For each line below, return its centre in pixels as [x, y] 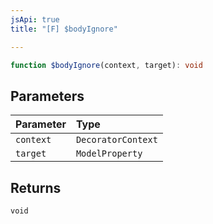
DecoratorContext [116, 140]
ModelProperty [109, 154]
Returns [36, 187]
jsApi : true [35, 19]
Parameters [47, 96]
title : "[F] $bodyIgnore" [64, 29]
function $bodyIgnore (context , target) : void [106, 65]
